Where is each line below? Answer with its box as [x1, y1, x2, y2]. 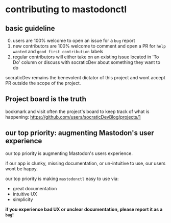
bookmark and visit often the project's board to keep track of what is [5, 108, 150, 115]
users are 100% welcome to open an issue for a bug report [12, 37, 135, 43]
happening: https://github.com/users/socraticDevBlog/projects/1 [5, 114, 141, 120]
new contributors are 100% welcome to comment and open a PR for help [12, 43, 166, 49]
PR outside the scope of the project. [5, 80, 81, 86]
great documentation [12, 185, 57, 191]
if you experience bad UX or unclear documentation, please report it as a [5, 206, 163, 212]
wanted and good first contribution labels [12, 49, 104, 54]
